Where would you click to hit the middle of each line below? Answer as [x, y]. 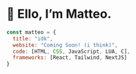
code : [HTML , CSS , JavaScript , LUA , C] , [71, 51]
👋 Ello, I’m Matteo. [59, 14]
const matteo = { [31, 32]
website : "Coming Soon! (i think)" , [65, 45]
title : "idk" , [33, 38]
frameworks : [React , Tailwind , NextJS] [70, 58]
